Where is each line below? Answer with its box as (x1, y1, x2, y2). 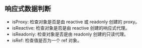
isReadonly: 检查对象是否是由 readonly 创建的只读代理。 (12, 31, 128, 37)
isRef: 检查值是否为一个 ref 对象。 (12, 37, 82, 43)
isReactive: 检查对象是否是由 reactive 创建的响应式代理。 (12, 25, 130, 31)
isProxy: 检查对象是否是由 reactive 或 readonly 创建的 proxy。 (12, 19, 140, 25)
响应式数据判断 (5, 4, 51, 13)
